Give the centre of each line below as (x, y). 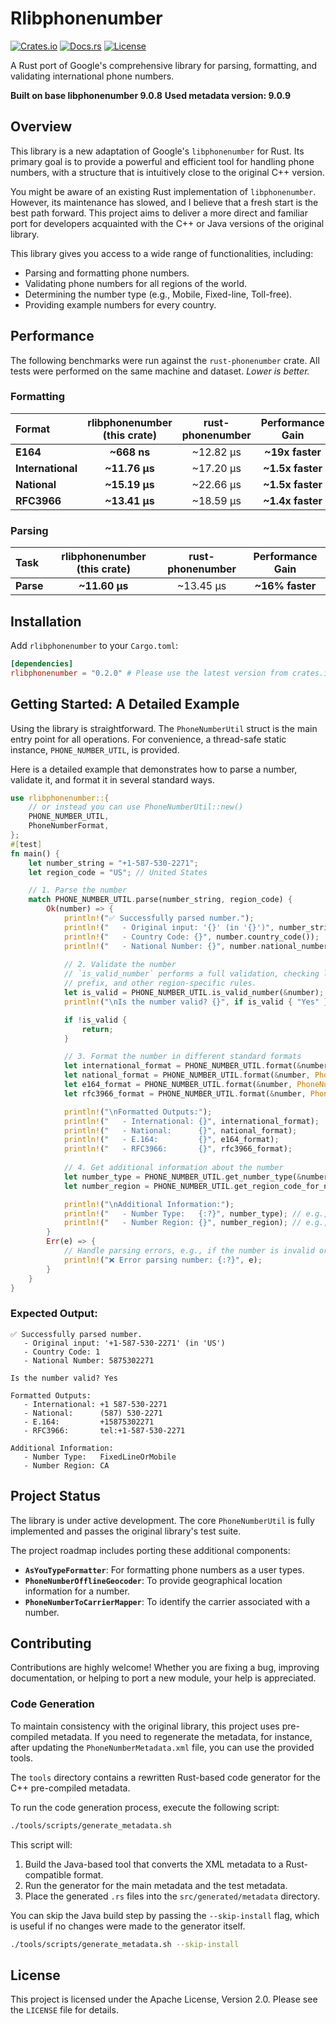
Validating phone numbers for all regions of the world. (136, 283)
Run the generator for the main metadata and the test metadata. (156, 1885)
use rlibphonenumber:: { (60, 798)
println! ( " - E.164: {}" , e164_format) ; (171, 1140)
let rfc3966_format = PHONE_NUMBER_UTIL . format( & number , (185, 1093)
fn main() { (35, 853)
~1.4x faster (293, 500)
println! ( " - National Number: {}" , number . (162, 946)
